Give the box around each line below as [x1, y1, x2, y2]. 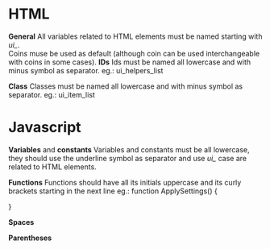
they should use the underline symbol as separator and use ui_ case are [8, 153, 247, 163]
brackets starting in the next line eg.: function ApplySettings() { [8, 186, 218, 196]
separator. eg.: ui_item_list [8, 89, 95, 99]
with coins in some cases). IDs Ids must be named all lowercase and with [8, 57, 251, 67]
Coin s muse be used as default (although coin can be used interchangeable [8, 48, 260, 58]
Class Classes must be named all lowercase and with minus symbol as [8, 81, 243, 91]
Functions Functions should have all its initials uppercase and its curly [8, 177, 242, 187]
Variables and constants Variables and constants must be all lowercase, [8, 144, 250, 154]
